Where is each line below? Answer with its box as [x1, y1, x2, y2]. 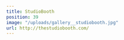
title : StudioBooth [6, 8, 55, 15]
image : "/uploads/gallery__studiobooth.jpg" [6, 19, 119, 25]
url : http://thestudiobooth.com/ [6, 25, 89, 31]
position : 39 [6, 14, 39, 20]
